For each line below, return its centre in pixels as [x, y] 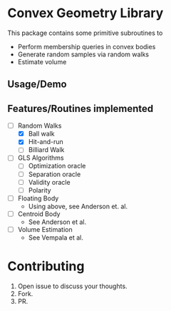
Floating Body [38, 198]
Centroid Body [39, 214]
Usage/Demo [37, 85]
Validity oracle [49, 182]
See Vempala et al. [56, 238]
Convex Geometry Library [85, 13]
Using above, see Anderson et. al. [78, 206]
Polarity [40, 190]
